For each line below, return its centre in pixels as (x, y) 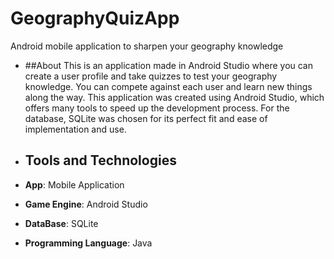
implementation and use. (75, 129)
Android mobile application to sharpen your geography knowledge (147, 46)
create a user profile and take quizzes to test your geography (151, 76)
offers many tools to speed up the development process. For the (157, 108)
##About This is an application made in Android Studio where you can (169, 65)
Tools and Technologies (100, 160)
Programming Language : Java (88, 243)
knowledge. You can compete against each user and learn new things (168, 86)
